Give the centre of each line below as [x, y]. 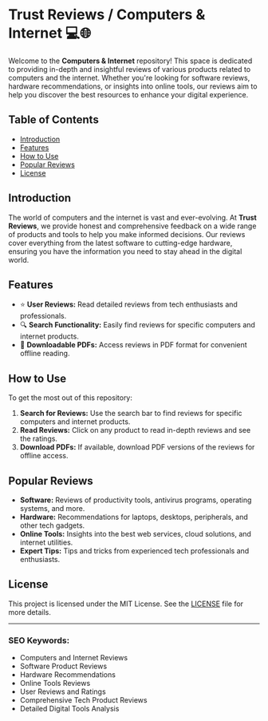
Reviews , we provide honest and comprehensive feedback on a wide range [132, 226]
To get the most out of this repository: [71, 398]
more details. [30, 612]
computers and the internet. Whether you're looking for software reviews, [129, 77]
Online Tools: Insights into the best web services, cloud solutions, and [135, 534]
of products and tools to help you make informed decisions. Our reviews [127, 234]
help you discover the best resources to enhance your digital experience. [128, 94]
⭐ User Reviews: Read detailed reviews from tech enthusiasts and [128, 304]
